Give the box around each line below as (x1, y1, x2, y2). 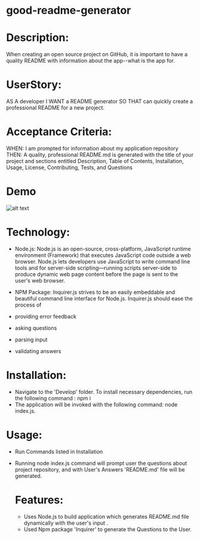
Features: (14, 493, 64, 507)
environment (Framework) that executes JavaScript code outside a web (14, 252, 191, 259)
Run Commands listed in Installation (14, 448, 103, 455)
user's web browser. (14, 277, 66, 284)
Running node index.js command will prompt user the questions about (14, 460, 187, 467)
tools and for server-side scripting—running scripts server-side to (14, 264, 177, 271)
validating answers (14, 347, 61, 354)
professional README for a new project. (6, 104, 105, 111)
